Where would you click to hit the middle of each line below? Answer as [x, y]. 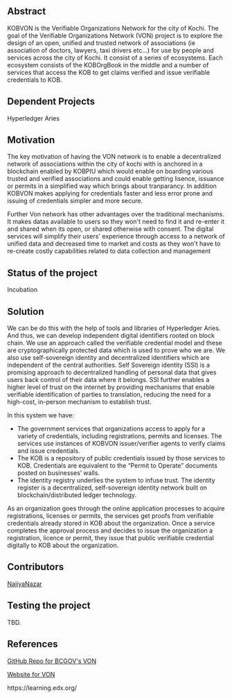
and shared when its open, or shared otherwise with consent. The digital [110, 229]
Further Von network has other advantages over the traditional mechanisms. [116, 214]
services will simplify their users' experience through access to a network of [116, 236]
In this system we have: [41, 415]
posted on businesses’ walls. [59, 473]
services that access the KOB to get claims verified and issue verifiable [108, 72]
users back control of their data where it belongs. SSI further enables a [108, 380]
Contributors [36, 567]
